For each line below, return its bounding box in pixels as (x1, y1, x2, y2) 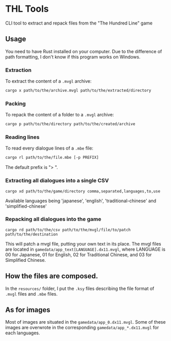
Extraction (5, 66, 32, 74)
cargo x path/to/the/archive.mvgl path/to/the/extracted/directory (5, 88, 152, 93)
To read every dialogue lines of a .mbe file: (5, 145, 94, 151)
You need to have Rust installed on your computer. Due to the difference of (5, 48, 162, 54)
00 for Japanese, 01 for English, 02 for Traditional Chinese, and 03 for (5, 251, 152, 258)
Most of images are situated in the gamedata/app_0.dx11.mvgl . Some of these (5, 319, 166, 325)
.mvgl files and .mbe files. (5, 290, 58, 297)
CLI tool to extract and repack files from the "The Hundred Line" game (5, 20, 153, 26)
